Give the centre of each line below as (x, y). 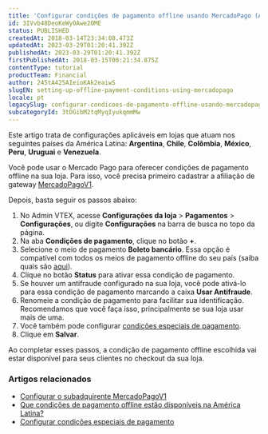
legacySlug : (28, 105)
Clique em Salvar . (49, 334)
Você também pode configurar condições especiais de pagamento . (130, 326)
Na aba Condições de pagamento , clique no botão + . (108, 241)
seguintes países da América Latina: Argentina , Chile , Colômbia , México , (130, 143)
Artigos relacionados (50, 379)
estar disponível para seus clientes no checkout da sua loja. (106, 358)
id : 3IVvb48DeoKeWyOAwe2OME (55, 23)
